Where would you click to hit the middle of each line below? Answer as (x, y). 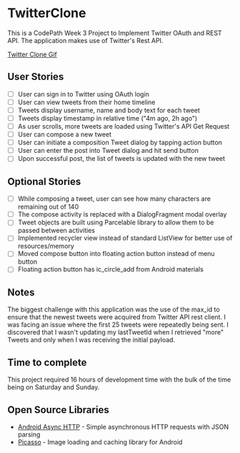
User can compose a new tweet (65, 134)
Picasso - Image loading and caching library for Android (100, 442)
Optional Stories (44, 181)
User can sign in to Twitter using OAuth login (84, 94)
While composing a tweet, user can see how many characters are (114, 199)
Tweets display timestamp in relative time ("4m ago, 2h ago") (107, 118)
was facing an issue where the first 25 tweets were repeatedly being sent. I (118, 325)
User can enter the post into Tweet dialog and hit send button (108, 151)
